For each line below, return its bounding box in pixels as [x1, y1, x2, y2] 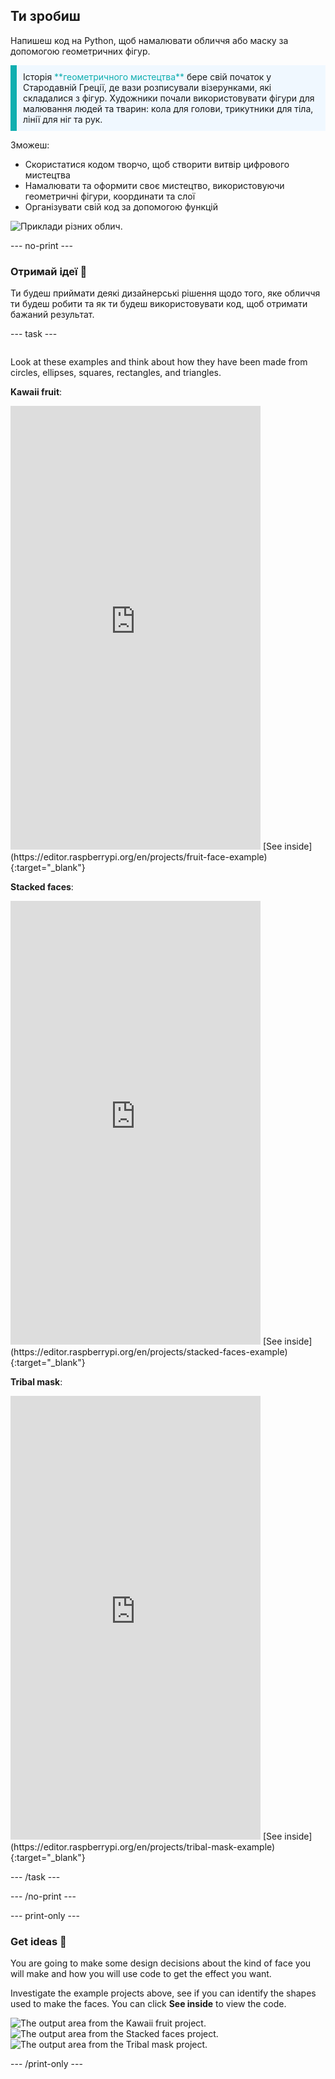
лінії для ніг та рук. [23, 113, 103, 125]
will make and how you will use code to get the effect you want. [10, 1968, 272, 1980]
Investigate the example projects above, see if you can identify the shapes [10, 1987, 317, 1999]
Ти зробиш [10, 8, 81, 25]
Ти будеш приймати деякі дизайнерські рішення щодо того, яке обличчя [10, 287, 321, 299]
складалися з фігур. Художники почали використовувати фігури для [23, 92, 315, 104]
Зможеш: [10, 139, 50, 151]
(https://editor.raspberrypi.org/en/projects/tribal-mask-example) [10, 1841, 276, 1853]
